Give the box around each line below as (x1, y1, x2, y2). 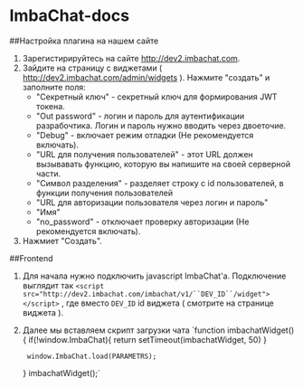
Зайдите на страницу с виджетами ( (22, 62, 163, 73)
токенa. (35, 100, 65, 111)
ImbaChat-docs (9, 5, 129, 26)
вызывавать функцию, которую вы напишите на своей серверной (35, 158, 291, 169)
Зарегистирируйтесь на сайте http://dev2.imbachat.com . (22, 52, 241, 63)
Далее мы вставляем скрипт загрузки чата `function (22, 325, 226, 335)
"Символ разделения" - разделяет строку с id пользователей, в (35, 177, 284, 188)
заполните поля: (22, 81, 86, 92)
